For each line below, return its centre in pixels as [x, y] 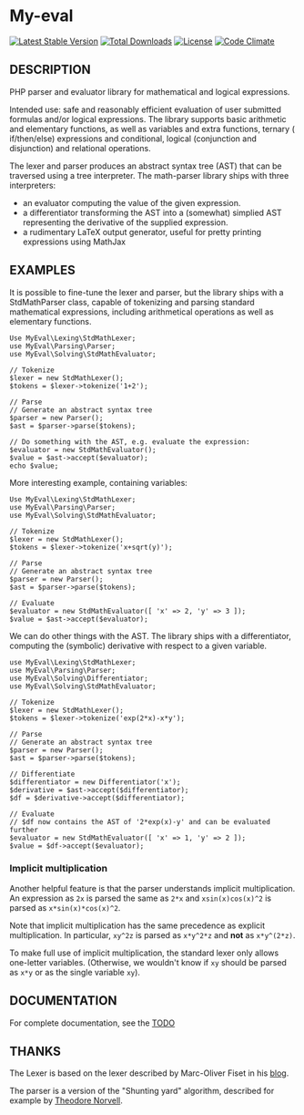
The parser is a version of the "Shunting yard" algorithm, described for [142, 1091]
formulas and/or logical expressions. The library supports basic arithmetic [148, 119]
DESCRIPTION [50, 70]
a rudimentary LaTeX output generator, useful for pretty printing [142, 232]
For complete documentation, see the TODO [92, 1023]
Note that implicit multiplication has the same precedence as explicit [137, 925]
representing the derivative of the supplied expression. [126, 222]
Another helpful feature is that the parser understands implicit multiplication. [152, 888]
